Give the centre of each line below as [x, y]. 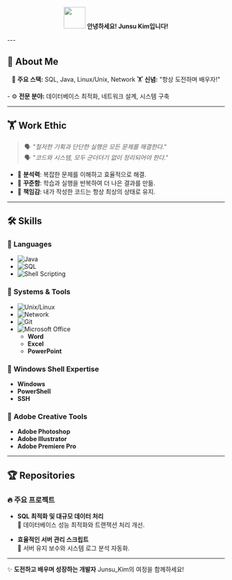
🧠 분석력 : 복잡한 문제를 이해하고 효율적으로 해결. [82, 174]
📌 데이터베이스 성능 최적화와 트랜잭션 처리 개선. [81, 525]
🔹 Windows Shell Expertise [53, 368]
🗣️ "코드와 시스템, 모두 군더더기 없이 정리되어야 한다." [96, 157]
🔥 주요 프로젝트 [31, 500]
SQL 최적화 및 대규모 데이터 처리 [60, 516]
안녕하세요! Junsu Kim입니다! [127, 26]
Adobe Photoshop [43, 431]
